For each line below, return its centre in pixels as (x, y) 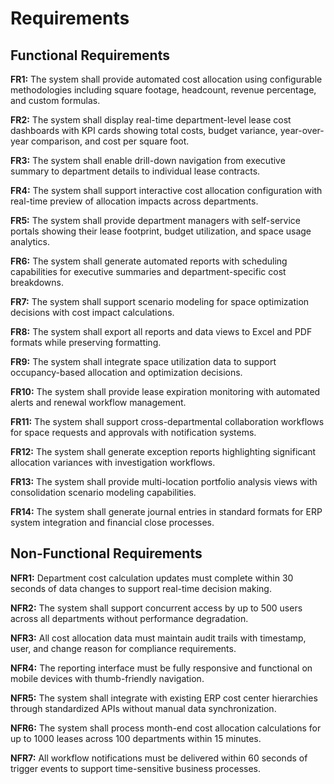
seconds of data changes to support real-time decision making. (141, 588)
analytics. (30, 241)
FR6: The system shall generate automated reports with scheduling (149, 261)
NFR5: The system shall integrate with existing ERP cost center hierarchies (164, 698)
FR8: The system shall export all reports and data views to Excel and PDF (161, 331)
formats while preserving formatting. (86, 342)
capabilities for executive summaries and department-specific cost (148, 271)
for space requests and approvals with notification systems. (133, 432)
